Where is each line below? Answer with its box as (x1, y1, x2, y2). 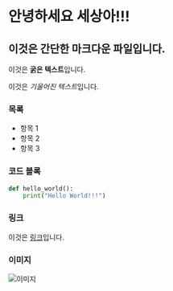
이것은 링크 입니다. (8, 232, 65, 242)
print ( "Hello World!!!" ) (23, 192, 106, 200)
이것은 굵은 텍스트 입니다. (8, 65, 86, 74)
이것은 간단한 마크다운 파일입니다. (8, 42, 166, 55)
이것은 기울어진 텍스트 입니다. (8, 82, 99, 91)
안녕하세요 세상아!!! (8, 7, 130, 26)
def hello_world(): (8, 184, 74, 193)
